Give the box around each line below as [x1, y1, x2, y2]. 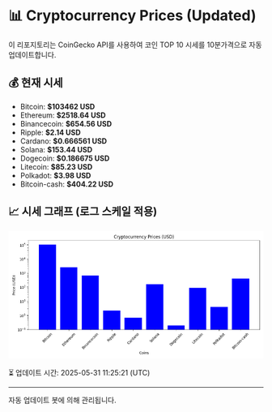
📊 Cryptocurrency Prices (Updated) [8, 6, 257, 25]
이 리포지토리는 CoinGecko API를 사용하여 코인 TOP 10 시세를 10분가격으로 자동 [8, 40, 262, 49]
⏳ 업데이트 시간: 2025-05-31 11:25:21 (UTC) [8, 367, 151, 377]
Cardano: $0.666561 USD [19, 135, 108, 146]
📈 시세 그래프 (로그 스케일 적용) [8, 204, 158, 219]
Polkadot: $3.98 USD [19, 170, 91, 180]
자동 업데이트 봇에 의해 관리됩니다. [8, 395, 117, 405]
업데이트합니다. [8, 49, 57, 59]
